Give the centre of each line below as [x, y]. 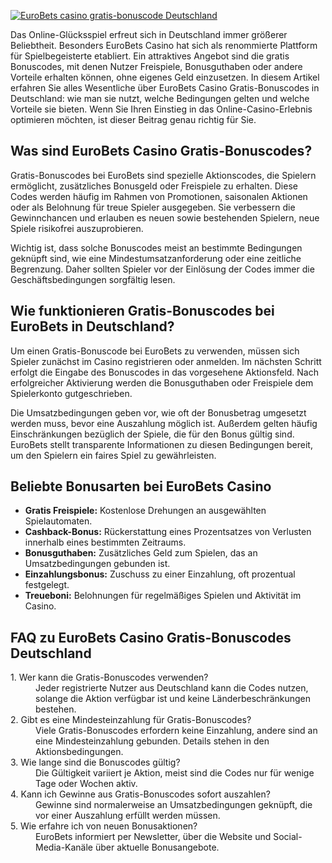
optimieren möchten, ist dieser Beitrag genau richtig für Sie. [133, 119]
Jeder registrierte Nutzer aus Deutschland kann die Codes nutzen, [172, 688]
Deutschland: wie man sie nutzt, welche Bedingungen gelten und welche [160, 98]
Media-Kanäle [64, 847]
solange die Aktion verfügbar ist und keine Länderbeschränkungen [173, 699]
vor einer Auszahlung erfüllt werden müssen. [128, 816]
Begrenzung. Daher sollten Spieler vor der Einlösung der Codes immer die [162, 269]
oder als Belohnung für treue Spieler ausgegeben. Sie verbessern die [153, 207]
